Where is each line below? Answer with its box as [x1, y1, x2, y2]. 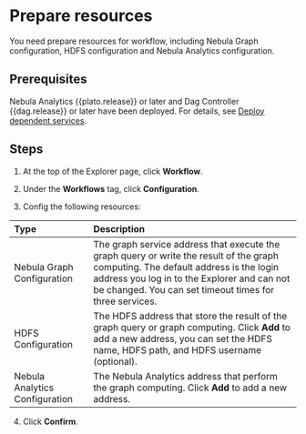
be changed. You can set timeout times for [93, 283, 275, 296]
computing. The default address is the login [93, 260, 280, 273]
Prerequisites [9, 72, 87, 87]
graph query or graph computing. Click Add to [93, 320, 291, 333]
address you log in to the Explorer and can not [93, 272, 291, 285]
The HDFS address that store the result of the [93, 309, 288, 322]
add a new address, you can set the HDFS [93, 332, 273, 345]
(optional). [93, 355, 138, 368]
